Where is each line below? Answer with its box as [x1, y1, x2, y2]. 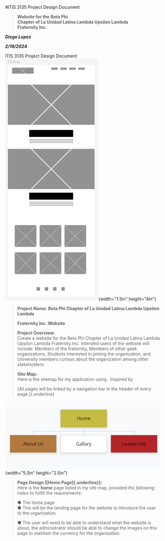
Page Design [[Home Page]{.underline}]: [17, 480, 102, 486]
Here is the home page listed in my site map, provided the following [17, 485, 155, 491]
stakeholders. [17, 361, 45, 367]
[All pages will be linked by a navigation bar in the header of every [17, 386, 152, 392]
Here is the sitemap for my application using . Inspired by [17, 376, 133, 382]
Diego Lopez [5, 34, 32, 40]
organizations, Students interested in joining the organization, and [17, 351, 151, 357]
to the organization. [17, 510, 57, 516]
